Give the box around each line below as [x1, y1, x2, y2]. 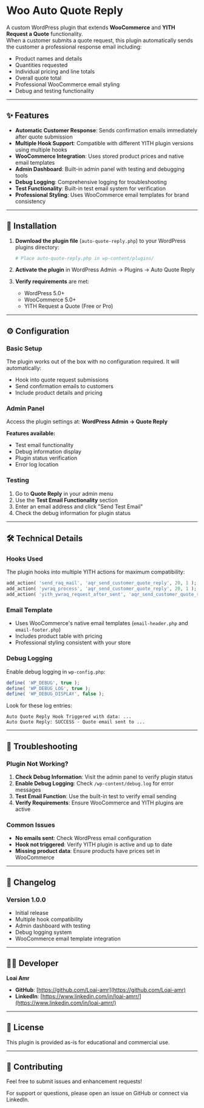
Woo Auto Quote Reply [6, 4, 123, 18]
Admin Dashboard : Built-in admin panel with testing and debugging [15, 165, 185, 173]
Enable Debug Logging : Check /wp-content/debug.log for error [15, 779, 174, 787]
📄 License [6, 1022, 44, 1033]
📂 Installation [6, 221, 57, 231]
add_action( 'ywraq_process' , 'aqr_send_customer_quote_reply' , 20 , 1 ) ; [6, 586, 197, 592]
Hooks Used [6, 555, 44, 563]
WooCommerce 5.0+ [24, 296, 76, 304]
